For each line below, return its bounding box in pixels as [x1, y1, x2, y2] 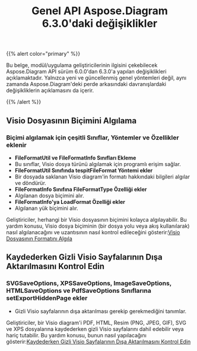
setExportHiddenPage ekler [6, 294, 88, 302]
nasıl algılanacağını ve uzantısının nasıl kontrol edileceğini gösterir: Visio [6, 228, 180, 235]
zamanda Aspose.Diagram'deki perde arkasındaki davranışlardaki [6, 81, 166, 88]
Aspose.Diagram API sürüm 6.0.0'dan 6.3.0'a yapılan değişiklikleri [6, 68, 167, 75]
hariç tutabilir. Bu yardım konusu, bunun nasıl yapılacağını [6, 331, 147, 339]
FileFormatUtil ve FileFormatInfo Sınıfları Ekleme [14, 154, 136, 161]
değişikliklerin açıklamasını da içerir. [6, 87, 94, 94]
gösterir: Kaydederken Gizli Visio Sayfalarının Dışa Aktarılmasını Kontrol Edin [6, 338, 191, 345]
